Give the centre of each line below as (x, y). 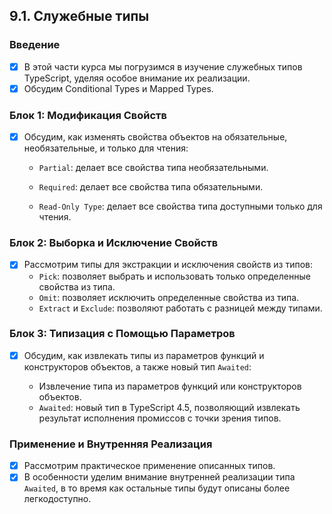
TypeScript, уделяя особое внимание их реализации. (137, 78)
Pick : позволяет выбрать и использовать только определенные (174, 276)
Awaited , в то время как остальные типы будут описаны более (157, 488)
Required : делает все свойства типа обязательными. (151, 187)
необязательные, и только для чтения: (106, 148)
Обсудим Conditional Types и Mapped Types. (118, 88)
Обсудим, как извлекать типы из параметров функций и (144, 355)
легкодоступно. (57, 499)
